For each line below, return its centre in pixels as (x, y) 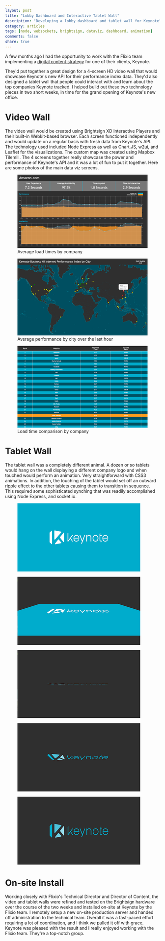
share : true (17, 42)
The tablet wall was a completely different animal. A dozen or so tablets (77, 465)
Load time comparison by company (53, 431)
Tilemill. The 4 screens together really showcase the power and (69, 157)
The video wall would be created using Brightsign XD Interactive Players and (82, 131)
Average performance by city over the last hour (65, 339)
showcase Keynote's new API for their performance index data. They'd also (82, 76)
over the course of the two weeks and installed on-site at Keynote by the (79, 907)
